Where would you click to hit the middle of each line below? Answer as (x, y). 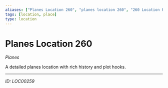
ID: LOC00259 (20, 81)
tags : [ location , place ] (31, 14)
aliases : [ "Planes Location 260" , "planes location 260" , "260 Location (82, 10)
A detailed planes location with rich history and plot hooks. (65, 67)
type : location (21, 19)
